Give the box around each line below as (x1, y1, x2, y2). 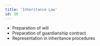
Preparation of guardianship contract (12, 30, 86, 36)
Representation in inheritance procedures (12, 35, 96, 41)
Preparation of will (12, 25, 49, 31)
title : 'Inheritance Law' (5, 7, 57, 12)
